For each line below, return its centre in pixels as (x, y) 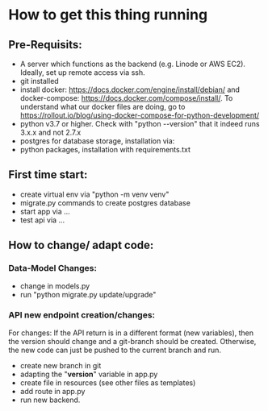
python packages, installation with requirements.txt (105, 149)
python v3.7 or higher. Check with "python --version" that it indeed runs (140, 124)
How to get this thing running (108, 15)
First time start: (48, 175)
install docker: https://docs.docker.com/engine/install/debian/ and (130, 89)
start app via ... (45, 211)
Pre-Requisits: (45, 45)
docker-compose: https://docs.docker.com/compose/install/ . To (126, 98)
